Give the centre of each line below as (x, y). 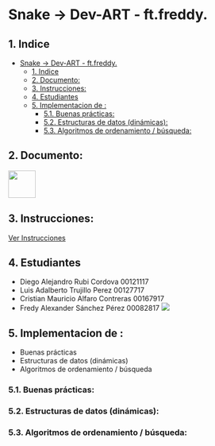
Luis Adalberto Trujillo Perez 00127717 (82, 290)
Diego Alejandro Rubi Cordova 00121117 (84, 282)
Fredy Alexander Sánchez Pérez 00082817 (90, 308)
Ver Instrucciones (37, 238)
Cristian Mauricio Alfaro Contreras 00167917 (92, 299)
